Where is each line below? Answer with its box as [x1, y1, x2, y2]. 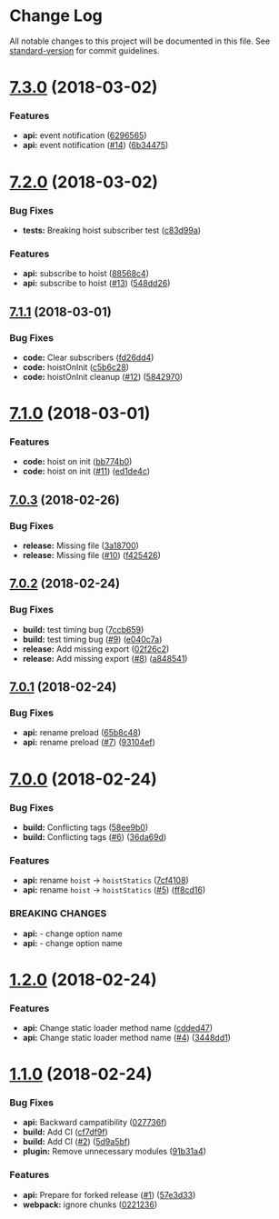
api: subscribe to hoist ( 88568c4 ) [22, 268, 150, 279]
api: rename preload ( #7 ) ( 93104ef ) [22, 737, 156, 748]
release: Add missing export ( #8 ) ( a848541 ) [22, 653, 188, 664]
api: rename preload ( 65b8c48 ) [22, 727, 142, 738]
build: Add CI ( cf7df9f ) [22, 1126, 109, 1137]
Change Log [9, 5, 103, 26]
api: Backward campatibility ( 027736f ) [22, 1117, 167, 1128]
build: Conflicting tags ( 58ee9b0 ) [22, 822, 149, 833]
